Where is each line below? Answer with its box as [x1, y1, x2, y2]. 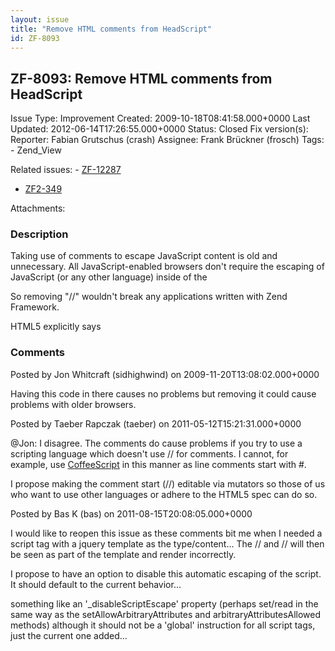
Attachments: [10, 202, 66, 215]
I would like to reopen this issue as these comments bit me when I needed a [10, 527, 323, 539]
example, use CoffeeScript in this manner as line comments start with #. [10, 458, 307, 470]
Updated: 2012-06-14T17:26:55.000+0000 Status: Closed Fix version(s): [10, 123, 309, 135]
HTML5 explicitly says [10, 321, 102, 333]
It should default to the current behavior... [10, 578, 182, 590]
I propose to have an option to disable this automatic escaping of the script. [10, 567, 322, 580]
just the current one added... [10, 629, 128, 641]
